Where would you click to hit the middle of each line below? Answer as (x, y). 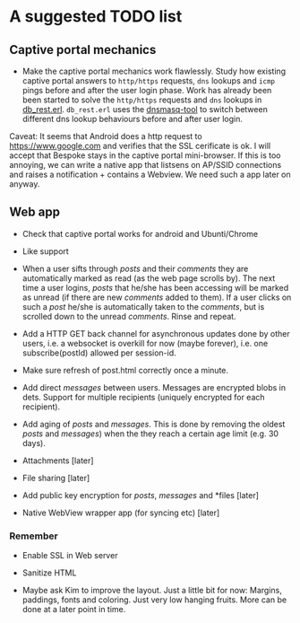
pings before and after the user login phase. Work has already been (147, 90)
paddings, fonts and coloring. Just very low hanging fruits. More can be (154, 600)
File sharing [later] (56, 478)
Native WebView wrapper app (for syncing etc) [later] (121, 513)
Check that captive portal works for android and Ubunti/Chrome (140, 233)
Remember (34, 536)
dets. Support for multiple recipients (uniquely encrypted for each (144, 397)
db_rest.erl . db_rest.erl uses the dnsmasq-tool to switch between (145, 109)
